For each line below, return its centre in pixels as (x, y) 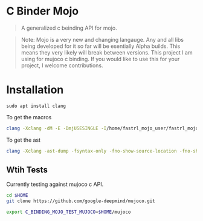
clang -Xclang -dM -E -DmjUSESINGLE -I (56, 128)
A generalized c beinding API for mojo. (69, 28)
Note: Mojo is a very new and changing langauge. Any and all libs (102, 39)
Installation (35, 90)
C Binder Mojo (43, 11)
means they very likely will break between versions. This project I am (107, 52)
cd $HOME (17, 196)
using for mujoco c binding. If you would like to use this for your (100, 59)
